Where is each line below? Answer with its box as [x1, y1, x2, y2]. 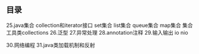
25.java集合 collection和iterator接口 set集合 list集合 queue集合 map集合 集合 [6, 22, 194, 29]
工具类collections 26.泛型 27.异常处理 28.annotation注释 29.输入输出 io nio [6, 29, 189, 36]
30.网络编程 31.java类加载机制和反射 [6, 41, 95, 48]
